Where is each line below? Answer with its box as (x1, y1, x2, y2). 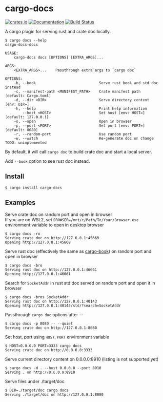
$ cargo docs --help (5, 38, 47, 43)
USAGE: (5, 51, 19, 56)
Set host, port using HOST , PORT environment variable (5, 334, 110, 340)
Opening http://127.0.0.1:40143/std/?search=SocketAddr (5, 303, 121, 308)
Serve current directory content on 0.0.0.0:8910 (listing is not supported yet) (5, 356, 159, 362)
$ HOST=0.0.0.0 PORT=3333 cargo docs (5, 343, 82, 348)
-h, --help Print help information (14, 106, 147, 111)
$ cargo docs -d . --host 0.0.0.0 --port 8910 (5, 365, 102, 370)
